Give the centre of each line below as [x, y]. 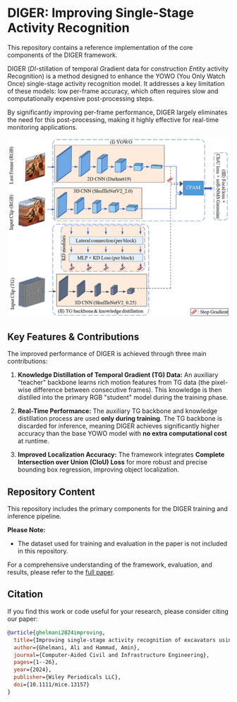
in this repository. [43, 551]
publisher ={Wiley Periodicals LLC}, [67, 677]
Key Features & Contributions [73, 337]
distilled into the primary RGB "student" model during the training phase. [123, 398]
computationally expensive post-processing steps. [81, 98]
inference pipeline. [35, 517]
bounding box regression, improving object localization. [98, 469]
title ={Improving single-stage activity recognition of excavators [115, 640]
